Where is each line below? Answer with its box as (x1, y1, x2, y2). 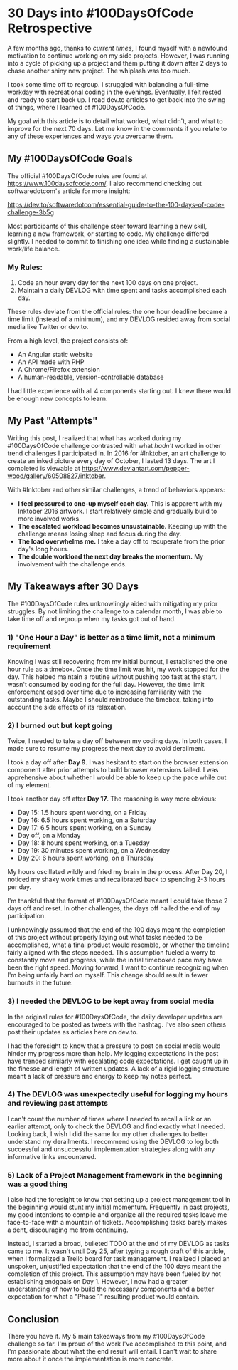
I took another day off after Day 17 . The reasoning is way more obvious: (7, 794, 217, 803)
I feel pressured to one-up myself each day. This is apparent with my (17, 499, 223, 507)
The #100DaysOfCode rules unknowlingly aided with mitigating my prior (7, 599, 218, 608)
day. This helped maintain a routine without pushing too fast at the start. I (7, 672, 222, 681)
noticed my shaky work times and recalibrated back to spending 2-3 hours (7, 875, 226, 884)
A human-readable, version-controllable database (17, 373, 164, 382)
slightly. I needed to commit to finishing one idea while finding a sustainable (7, 237, 229, 245)
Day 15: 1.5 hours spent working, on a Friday (17, 809, 147, 817)
